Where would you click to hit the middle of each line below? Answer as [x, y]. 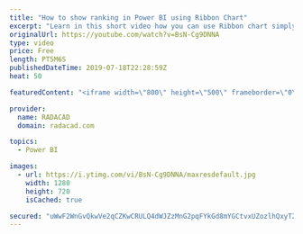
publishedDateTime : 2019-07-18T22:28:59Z [88, 68]
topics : [24, 142]
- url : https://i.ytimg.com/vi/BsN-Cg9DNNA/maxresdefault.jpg [137, 175]
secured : [26, 216]
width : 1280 [48, 183]
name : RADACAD [44, 117]
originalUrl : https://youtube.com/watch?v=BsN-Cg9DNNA [115, 34]
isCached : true [54, 200]
